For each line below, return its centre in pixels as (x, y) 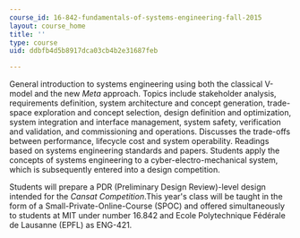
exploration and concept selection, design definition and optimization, (163, 113)
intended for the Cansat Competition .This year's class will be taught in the (146, 197)
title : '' (28, 34)
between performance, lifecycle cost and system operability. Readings (139, 141)
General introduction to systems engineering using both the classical (136, 84)
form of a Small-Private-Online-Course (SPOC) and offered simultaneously (147, 206)
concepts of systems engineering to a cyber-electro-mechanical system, (144, 160)
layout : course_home (48, 26)
